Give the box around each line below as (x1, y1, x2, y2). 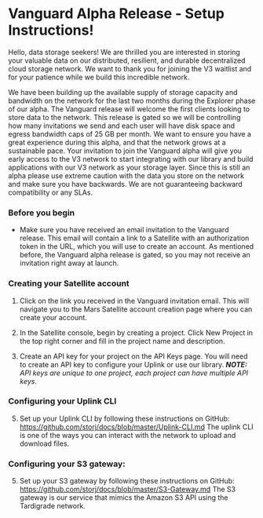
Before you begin (8, 207, 75, 218)
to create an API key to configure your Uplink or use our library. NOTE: (19, 359, 247, 369)
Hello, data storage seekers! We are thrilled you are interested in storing (8, 47, 241, 57)
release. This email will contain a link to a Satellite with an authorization (19, 233, 250, 243)
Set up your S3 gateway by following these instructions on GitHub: (19, 476, 235, 486)
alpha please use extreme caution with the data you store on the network (8, 170, 245, 181)
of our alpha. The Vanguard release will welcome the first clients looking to (8, 104, 250, 114)
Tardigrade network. (19, 502, 86, 511)
